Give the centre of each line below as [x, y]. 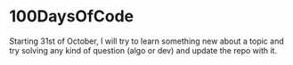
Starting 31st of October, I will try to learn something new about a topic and [147, 41]
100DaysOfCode [72, 16]
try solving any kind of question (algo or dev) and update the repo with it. [143, 50]
